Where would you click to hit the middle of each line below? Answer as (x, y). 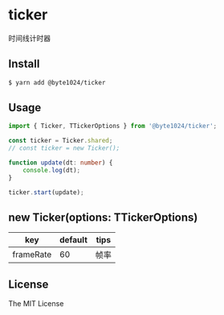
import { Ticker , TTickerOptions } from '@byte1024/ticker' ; (113, 126)
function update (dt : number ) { (61, 163)
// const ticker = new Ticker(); (64, 148)
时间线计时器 (29, 38)
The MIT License (36, 304)
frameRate (32, 255)
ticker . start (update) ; (46, 192)
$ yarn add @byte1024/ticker (57, 82)
